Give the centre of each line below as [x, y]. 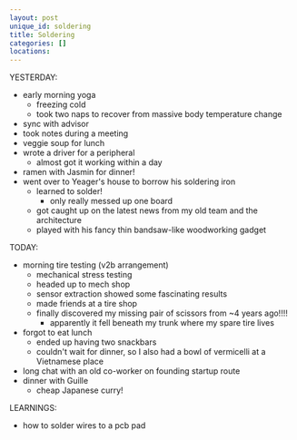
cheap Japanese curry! [80, 390]
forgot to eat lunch [57, 333]
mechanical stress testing [84, 275]
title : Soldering [42, 34]
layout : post [34, 18]
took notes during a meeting [75, 133]
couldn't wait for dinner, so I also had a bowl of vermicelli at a [151, 352]
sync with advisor [55, 124]
